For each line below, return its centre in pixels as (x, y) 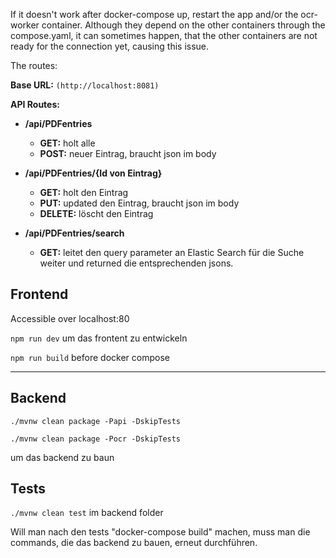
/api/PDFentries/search (74, 233)
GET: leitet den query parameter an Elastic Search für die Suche (172, 252)
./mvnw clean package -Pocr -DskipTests (96, 439)
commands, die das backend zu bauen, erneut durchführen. (134, 543)
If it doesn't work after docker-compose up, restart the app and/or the (154, 14)
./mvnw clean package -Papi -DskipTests (96, 421)
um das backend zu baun (62, 457)
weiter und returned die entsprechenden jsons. (136, 263)
